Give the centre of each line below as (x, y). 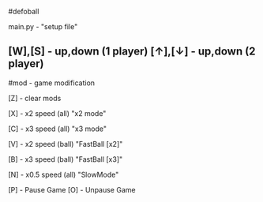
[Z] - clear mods (35, 98)
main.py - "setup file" (43, 26)
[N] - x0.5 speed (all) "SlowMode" (64, 174)
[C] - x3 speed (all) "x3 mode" (58, 129)
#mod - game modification (52, 83)
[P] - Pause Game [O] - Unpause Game (72, 189)
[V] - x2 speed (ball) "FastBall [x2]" (66, 144)
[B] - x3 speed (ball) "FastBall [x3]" (66, 159)
